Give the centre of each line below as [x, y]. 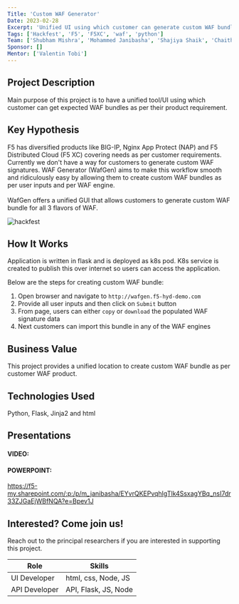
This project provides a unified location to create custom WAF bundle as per [119, 366]
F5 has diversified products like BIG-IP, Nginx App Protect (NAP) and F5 [113, 147]
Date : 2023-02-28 [33, 21]
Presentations [39, 436]
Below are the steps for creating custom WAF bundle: [86, 282]
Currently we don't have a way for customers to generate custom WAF [111, 162]
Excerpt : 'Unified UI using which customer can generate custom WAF [111, 27]
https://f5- [22, 486]
